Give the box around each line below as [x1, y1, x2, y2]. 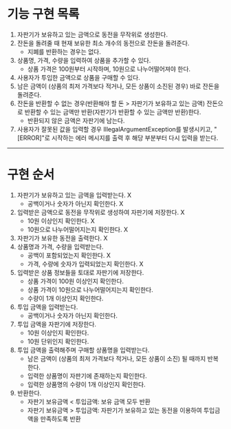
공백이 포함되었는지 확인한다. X [27, 251, 111, 259]
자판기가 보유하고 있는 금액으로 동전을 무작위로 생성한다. [16, 30, 168, 39]
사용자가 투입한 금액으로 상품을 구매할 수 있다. [16, 73, 141, 81]
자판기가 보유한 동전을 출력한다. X [16, 233, 108, 242]
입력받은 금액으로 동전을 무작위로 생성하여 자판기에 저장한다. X [16, 208, 185, 216]
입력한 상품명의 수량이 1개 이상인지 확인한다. [27, 380, 146, 388]
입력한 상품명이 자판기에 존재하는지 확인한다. [27, 371, 147, 379]
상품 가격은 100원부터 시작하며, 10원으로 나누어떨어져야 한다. [27, 65, 191, 73]
